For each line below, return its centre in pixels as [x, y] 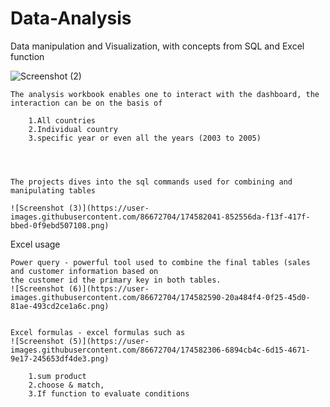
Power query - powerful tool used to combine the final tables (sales [160, 262]
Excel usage [35, 244]
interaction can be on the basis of [86, 103]
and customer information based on [84, 271]
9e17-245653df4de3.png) [60, 358]
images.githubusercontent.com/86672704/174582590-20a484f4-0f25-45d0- [160, 297]
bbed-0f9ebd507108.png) [60, 225]
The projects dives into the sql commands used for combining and [151, 182]
